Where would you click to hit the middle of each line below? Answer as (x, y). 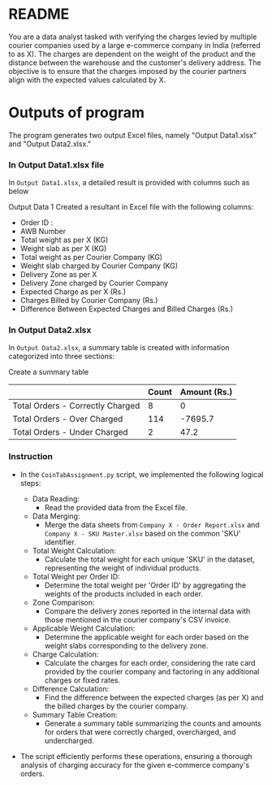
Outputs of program (76, 113)
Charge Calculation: (65, 654)
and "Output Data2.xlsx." (50, 144)
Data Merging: (56, 516)
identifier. (60, 542)
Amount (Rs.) (206, 392)
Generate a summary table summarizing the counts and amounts (153, 723)
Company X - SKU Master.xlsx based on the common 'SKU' (142, 533)
